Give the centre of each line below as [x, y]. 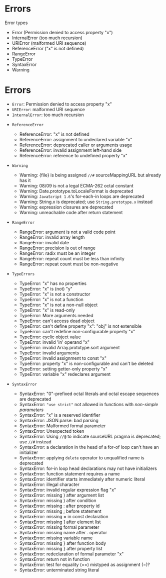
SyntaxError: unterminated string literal [59, 570]
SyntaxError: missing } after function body [63, 543]
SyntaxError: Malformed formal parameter [62, 426]
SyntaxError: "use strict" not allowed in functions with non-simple [89, 404]
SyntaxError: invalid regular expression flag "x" [68, 490]
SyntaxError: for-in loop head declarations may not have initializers [88, 468]
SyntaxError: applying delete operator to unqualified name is [82, 457]
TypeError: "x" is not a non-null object [58, 305]
